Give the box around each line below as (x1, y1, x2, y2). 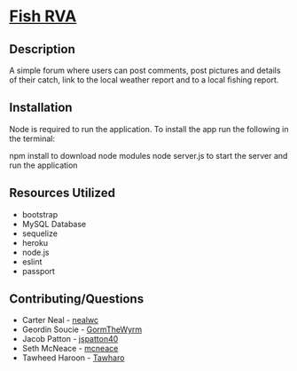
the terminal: (9, 133, 56, 144)
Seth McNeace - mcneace (21, 343, 119, 354)
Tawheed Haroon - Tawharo (21, 352, 125, 363)
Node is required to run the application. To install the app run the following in (9, 123, 289, 134)
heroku (21, 237, 49, 248)
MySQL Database (21, 218, 87, 229)
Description (9, 42, 75, 57)
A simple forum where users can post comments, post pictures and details (9, 65, 281, 75)
